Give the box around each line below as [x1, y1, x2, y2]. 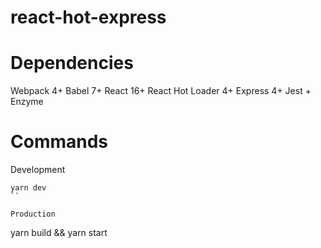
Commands [10, 131, 109, 153]
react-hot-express [10, 6, 167, 29]
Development [10, 164, 66, 176]
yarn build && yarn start [10, 227, 108, 239]
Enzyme [10, 96, 44, 108]
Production [10, 209, 56, 220]
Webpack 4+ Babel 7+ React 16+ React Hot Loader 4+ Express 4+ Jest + [10, 85, 312, 97]
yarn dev [10, 183, 47, 193]
